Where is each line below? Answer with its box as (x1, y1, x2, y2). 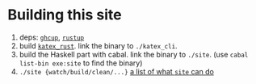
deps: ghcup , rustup (19, 32, 85, 42)
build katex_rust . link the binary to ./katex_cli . (19, 40, 178, 50)
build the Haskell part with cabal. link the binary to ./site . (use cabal (19, 49, 249, 59)
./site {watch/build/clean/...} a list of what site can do (19, 66, 215, 76)
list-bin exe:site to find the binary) (19, 58, 143, 68)
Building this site (7, 6, 122, 24)
